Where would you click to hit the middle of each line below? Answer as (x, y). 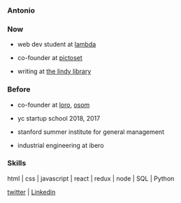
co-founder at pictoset (50, 58)
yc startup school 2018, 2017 (59, 118)
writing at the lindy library (54, 71)
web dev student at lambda (57, 45)
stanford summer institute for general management (90, 132)
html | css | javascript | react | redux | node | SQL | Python (91, 178)
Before (19, 89)
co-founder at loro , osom (53, 105)
